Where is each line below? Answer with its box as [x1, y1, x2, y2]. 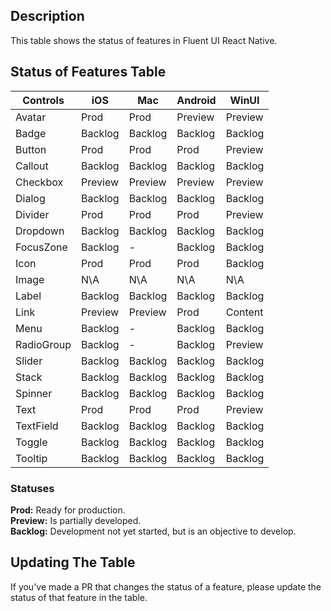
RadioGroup [15, 337, 72, 351]
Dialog [15, 191, 46, 205]
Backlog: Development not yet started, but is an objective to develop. [10, 525, 297, 537]
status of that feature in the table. [10, 591, 148, 603]
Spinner [15, 386, 53, 400]
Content [225, 305, 264, 319]
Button [15, 142, 47, 156]
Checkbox [15, 175, 64, 189]
